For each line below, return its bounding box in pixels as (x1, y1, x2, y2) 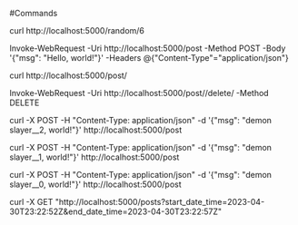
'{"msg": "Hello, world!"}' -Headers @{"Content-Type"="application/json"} (9, 53, 289, 63)
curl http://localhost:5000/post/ (9, 70, 127, 81)
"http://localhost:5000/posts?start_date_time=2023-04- (55, 197, 265, 207)
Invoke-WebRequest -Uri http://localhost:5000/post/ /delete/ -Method (9, 88, 270, 98)
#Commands (9, 8, 58, 18)
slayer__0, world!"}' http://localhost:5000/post (9, 179, 182, 190)
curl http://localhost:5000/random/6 (9, 25, 145, 35)
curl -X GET (9, 197, 54, 207)
